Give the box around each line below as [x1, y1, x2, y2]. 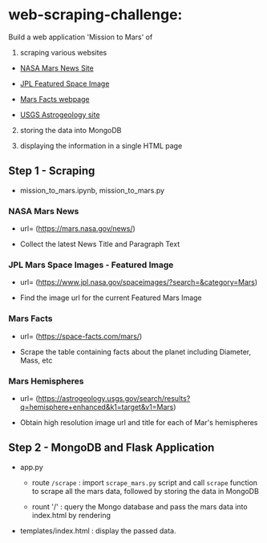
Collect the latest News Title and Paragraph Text [19, 239, 180, 249]
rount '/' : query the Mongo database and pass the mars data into [31, 501, 248, 511]
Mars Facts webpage [19, 94, 90, 103]
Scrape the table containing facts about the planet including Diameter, [19, 346, 251, 356]
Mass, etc [19, 355, 53, 365]
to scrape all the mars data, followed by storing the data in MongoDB [31, 486, 259, 496]
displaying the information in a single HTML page [19, 140, 183, 150]
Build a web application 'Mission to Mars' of [8, 32, 153, 42]
